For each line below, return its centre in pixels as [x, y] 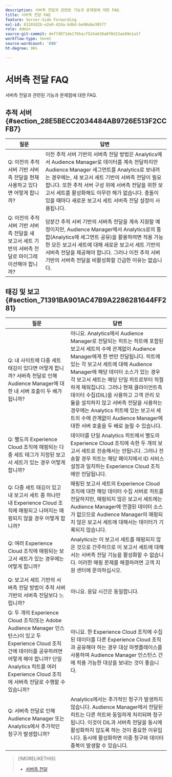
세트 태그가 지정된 [34, 455]
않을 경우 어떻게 [41, 518]
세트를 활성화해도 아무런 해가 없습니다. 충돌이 [107, 193]
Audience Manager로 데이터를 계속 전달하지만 [105, 162]
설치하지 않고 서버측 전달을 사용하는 [122, 403]
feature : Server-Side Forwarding [41, 20]
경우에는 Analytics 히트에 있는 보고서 [113, 410]
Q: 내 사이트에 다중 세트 [35, 361]
